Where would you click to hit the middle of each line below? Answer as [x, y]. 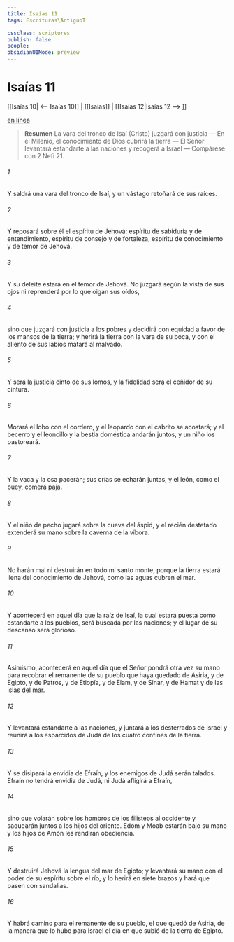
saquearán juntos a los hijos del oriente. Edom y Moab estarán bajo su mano [117, 825]
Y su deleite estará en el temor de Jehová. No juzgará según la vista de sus [116, 284]
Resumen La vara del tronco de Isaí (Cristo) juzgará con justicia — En [124, 133]
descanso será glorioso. [42, 630]
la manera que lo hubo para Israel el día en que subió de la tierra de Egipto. [115, 931]
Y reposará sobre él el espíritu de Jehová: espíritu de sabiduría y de [105, 231]
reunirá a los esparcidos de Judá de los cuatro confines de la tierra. [104, 735]
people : [19, 46]
